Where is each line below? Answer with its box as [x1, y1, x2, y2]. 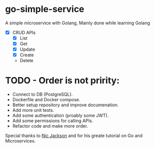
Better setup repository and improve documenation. [12, 102, 119, 108]
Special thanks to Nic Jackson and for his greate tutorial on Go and [5, 133, 143, 139]
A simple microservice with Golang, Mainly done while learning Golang [5, 20, 151, 26]
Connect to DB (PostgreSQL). [12, 91, 73, 97]
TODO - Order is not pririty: [5, 75, 120, 86]
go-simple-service [5, 3, 85, 15]
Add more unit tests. [12, 107, 54, 113]
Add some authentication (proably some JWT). [12, 113, 109, 119]
